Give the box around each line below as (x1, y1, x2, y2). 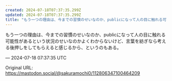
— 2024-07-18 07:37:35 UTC (5, 55, 67, 61)
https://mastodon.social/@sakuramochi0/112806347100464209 (5, 70, 140, 76)
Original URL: (5, 65, 33, 71)
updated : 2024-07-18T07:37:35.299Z (5, 12, 81, 17)
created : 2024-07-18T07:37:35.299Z (5, 7, 81, 13)
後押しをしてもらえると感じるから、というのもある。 (9, 45, 122, 51)
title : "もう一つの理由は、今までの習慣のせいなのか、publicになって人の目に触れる (5, 17, 163, 22)
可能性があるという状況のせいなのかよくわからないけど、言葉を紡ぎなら (5, 38, 158, 44)
